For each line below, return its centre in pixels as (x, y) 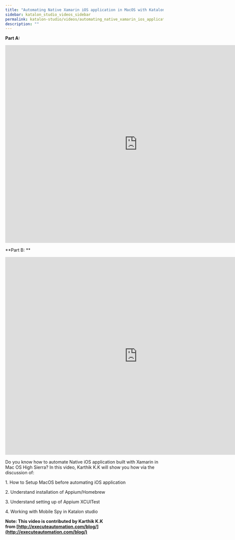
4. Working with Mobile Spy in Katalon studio (51, 512)
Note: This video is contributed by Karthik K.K (54, 521)
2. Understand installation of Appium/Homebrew (55, 492)
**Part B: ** (18, 250)
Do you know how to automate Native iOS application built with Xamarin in (82, 462)
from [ (12, 527)
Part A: (13, 38)
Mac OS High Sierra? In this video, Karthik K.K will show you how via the (80, 467)
